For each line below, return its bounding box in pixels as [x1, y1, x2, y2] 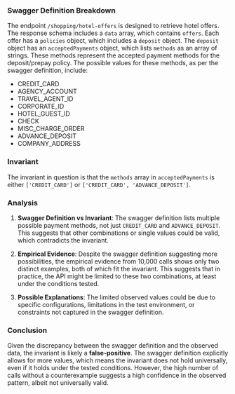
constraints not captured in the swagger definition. [17, 308, 164, 316]
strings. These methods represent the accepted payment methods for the [7, 51, 220, 60]
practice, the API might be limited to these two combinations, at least [17, 272, 217, 280]
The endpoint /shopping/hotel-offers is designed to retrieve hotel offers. [7, 22, 220, 30]
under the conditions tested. [17, 279, 100, 287]
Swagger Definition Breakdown [7, 6, 116, 15]
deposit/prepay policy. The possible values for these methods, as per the [7, 59, 219, 67]
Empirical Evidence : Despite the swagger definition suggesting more [17, 250, 217, 258]
